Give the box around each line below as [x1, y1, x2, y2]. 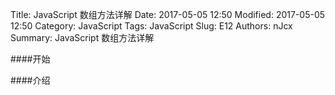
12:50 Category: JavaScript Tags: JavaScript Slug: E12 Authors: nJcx [10, 20, 293, 32]
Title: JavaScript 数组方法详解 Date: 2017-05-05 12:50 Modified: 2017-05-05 [10, 9, 326, 20]
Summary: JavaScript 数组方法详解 [10, 32, 155, 43]
